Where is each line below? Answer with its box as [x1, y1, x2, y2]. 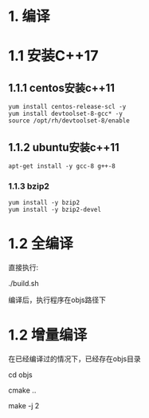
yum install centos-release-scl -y [8, 103, 127, 111]
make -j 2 [8, 401, 40, 411]
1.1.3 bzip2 [8, 181, 50, 192]
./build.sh [8, 279, 39, 289]
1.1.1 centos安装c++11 [8, 81, 116, 94]
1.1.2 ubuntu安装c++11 [8, 141, 120, 154]
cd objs [8, 370, 33, 380]
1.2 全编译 [8, 235, 73, 253]
